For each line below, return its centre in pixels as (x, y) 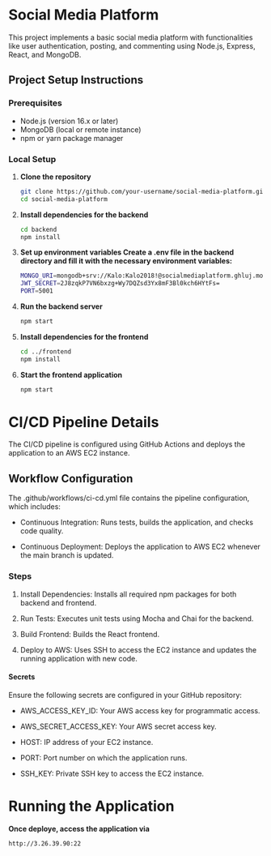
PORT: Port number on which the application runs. (104, 758)
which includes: (34, 507)
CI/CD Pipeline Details (84, 422)
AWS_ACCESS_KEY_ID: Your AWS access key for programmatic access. (140, 710)
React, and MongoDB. (45, 54)
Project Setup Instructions (76, 80)
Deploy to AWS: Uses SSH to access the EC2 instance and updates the (138, 649)
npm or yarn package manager (72, 138)
